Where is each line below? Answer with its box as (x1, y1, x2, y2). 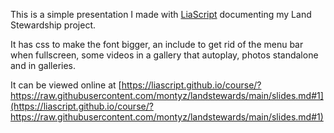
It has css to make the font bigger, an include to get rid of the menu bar (10, 39, 304, 50)
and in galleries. (10, 60, 77, 71)
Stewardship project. (10, 19, 97, 31)
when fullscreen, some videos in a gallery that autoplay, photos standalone (10, 49, 319, 61)
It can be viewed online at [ (10, 79, 122, 91)
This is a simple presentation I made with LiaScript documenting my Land (10, 9, 312, 20)
